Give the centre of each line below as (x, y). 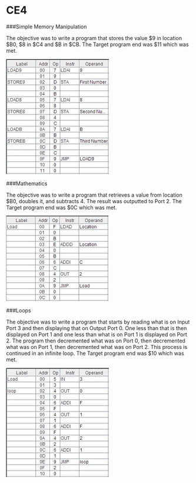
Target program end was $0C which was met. (62, 207)
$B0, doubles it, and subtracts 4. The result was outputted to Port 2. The (94, 201)
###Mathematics (27, 183)
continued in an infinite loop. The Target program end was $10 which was (95, 353)
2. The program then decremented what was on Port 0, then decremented (96, 341)
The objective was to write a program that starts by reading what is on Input (98, 322)
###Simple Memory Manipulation (46, 27)
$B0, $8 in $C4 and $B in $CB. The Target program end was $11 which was (98, 44)
